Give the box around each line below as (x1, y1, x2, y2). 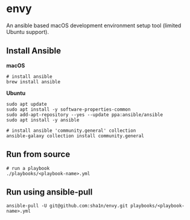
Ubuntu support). (6, 28, 49, 35)
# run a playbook (6, 165, 50, 171)
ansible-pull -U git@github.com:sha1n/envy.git (6, 203, 128, 209)
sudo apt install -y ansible (6, 117, 80, 123)
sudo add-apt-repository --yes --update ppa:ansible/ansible (6, 111, 163, 118)
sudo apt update (6, 101, 47, 107)
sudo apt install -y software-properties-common (6, 106, 131, 112)
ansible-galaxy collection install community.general (6, 132, 145, 139)
